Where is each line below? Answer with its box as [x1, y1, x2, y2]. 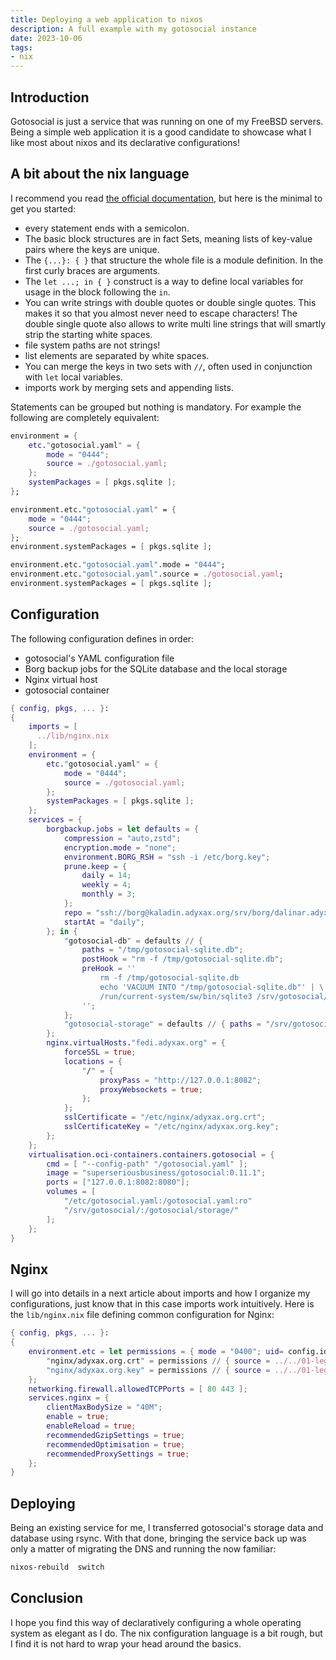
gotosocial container [24, 684, 110, 696]
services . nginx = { [28, 1393, 110, 1403]
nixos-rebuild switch [10, 1562, 105, 1573]
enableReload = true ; [46, 1421, 137, 1431]
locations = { [63, 1056, 123, 1066]
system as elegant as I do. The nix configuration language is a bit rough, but [10, 1627, 323, 1639]
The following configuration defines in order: [10, 632, 195, 645]
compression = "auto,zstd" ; [63, 833, 182, 843]
